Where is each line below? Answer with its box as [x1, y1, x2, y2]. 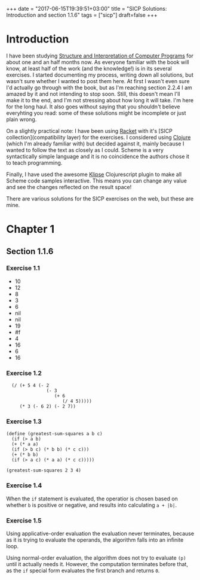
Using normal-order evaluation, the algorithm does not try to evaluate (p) [6, 554, 186, 561]
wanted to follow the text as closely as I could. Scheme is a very [6, 146, 164, 153]
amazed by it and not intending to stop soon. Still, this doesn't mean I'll [6, 90, 180, 98]
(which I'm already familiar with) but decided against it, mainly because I [6, 140, 184, 147]
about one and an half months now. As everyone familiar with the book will [6, 58, 189, 65]
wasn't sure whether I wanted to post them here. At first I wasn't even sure [6, 77, 190, 84]
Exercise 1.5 [6, 516, 42, 524]
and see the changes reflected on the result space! [6, 183, 132, 190]
